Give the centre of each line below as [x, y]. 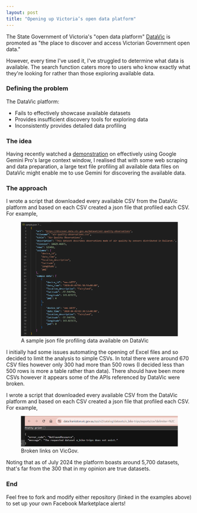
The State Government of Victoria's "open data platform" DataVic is [88, 36]
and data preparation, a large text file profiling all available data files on [93, 167]
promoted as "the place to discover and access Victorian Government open [98, 43]
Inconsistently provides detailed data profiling [70, 125]
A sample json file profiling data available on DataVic [85, 341]
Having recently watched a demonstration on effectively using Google [91, 154]
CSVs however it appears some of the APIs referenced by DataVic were [93, 378]
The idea [19, 141]
